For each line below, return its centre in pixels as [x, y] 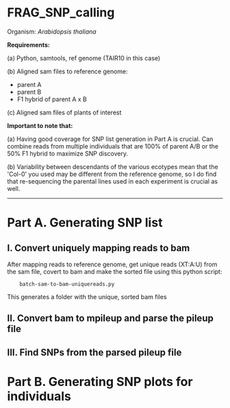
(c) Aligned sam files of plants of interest [64, 112]
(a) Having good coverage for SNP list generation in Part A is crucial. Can [110, 139]
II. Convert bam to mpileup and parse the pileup [110, 319]
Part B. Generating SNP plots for [100, 382]
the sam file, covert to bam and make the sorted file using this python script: [115, 271]
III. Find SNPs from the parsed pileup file [94, 352]
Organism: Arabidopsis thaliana [52, 31]
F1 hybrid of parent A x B [52, 99]
